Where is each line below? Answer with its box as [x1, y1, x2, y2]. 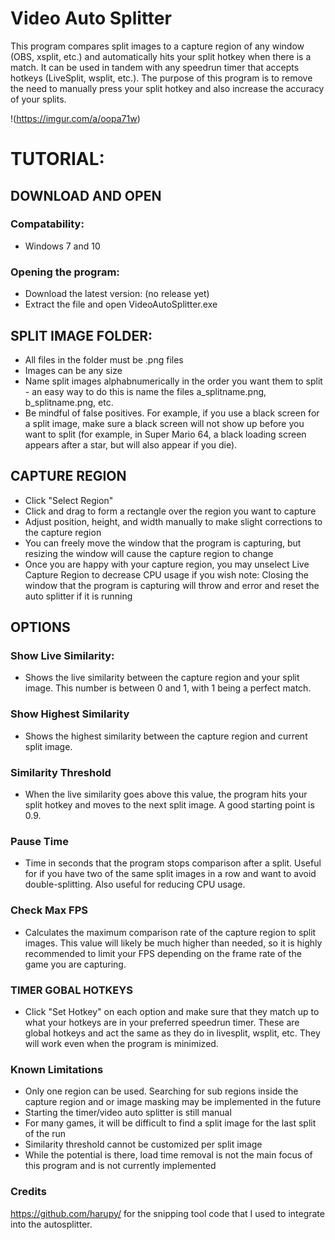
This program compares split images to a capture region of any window [10, 40, 305, 52]
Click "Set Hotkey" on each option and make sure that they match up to [24, 1005, 320, 1017]
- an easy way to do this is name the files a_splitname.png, [24, 385, 267, 397]
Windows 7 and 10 [24, 240, 101, 252]
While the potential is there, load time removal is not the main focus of [24, 1149, 313, 1161]
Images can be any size [24, 364, 123, 376]
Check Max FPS [10, 903, 89, 917]
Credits [10, 1185, 47, 1199]
